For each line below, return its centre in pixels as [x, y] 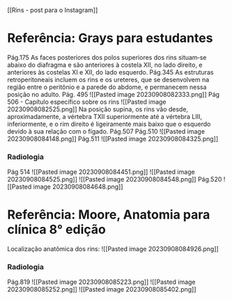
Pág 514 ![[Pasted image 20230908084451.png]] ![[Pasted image [101, 172]
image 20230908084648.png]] [78, 187]
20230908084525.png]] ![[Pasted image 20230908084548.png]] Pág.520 [115, 180]
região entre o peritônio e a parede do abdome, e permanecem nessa [107, 87]
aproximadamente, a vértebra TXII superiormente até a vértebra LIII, [105, 116]
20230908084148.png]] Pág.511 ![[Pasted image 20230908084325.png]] [113, 139]
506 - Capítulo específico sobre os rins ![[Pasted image [87, 102]
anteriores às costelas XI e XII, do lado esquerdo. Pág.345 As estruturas [110, 72]
